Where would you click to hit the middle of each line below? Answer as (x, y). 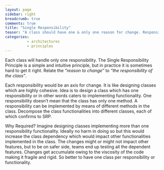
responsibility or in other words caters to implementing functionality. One (78, 96)
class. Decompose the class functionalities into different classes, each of (79, 111)
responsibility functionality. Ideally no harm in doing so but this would (75, 131)
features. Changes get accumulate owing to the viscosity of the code (74, 152)
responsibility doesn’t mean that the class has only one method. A (71, 100)
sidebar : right (20, 14)
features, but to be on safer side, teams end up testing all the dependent (78, 146)
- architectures (43, 42)
